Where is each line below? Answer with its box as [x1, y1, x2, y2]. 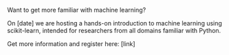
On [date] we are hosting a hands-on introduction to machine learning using [7, 19, 222, 27]
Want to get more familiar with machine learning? [7, 6, 146, 14]
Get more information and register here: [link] [7, 40, 135, 47]
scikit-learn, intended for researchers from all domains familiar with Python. [7, 27, 221, 34]
